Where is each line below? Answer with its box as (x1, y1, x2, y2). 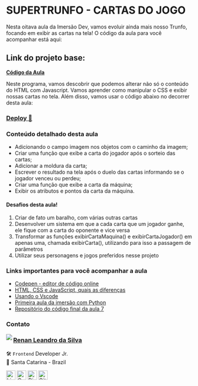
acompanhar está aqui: (6, 36, 62, 43)
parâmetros (14, 245, 43, 253)
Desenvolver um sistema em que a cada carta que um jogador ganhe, (14, 221, 184, 228)
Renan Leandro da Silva (13, 336, 82, 344)
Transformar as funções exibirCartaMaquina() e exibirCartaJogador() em (14, 233, 192, 240)
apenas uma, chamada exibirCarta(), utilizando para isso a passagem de (14, 240, 191, 247)
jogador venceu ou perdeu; (14, 174, 82, 181)
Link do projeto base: (6, 53, 86, 63)
